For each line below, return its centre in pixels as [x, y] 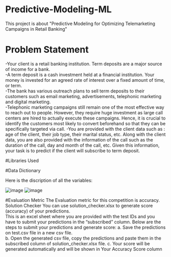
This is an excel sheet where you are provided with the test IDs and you [80, 216]
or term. [13, 85]
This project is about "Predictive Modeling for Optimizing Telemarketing [80, 24]
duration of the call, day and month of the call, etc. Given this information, [82, 145]
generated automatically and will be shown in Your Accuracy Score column [84, 249]
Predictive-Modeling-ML [59, 9]
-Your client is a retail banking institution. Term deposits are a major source [84, 64]
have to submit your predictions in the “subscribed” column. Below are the [83, 222]
